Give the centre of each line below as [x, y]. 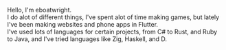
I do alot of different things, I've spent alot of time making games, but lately [113, 17]
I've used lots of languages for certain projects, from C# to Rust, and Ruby [112, 32]
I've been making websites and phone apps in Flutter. [83, 24]
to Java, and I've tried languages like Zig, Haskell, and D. [87, 39]
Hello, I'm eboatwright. [39, 10]
